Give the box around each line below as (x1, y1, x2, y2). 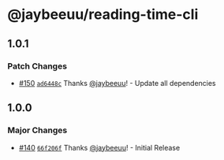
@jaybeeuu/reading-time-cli (7, 6, 199, 24)
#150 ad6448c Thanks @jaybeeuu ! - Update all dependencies (18, 78, 216, 87)
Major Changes (7, 125, 68, 136)
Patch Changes (7, 61, 68, 72)
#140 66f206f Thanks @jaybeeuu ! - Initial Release (18, 143, 181, 152)
